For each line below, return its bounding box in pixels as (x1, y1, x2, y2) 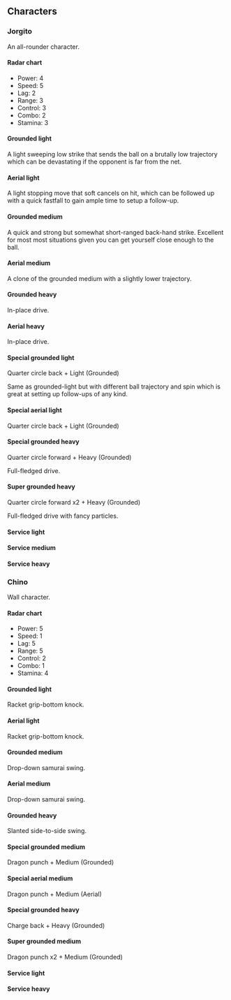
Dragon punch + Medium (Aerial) (7, 890, 103, 898)
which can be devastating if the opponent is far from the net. (7, 157, 182, 166)
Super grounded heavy (7, 482, 75, 491)
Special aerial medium (7, 874, 73, 883)
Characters (7, 6, 57, 17)
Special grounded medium (7, 842, 86, 851)
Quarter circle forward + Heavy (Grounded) (7, 453, 132, 461)
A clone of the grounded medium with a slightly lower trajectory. (7, 274, 192, 282)
